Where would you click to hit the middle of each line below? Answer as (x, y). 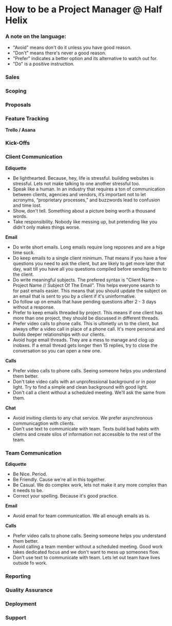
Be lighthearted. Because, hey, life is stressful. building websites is (83, 178)
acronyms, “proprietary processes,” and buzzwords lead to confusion (86, 200)
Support (16, 617)
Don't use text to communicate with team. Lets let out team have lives (86, 558)
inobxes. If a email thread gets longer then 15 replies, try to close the (85, 345)
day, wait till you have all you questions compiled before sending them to (90, 269)
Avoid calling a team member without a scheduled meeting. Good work (88, 547)
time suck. (24, 252)
